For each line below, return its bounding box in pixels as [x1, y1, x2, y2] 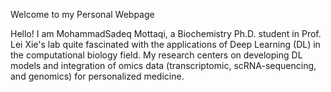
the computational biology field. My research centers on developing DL [10, 49, 303, 61]
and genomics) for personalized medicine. [10, 70, 185, 82]
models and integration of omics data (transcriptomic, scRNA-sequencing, [10, 60, 317, 71]
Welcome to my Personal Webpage [10, 9, 155, 20]
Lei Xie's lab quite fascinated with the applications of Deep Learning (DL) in [10, 39, 321, 50]
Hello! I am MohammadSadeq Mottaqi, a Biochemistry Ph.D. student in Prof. [10, 28, 322, 39]
